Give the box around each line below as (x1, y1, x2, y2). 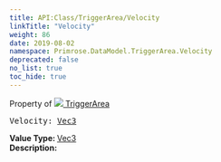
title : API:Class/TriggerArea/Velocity (9, 13, 160, 23)
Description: (9, 142, 57, 153)
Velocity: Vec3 (9, 115, 77, 126)
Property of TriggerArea (9, 98, 110, 109)
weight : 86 (9, 30, 51, 39)
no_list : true (9, 64, 63, 73)
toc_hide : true (9, 72, 67, 81)
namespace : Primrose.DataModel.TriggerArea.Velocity (9, 47, 213, 56)
